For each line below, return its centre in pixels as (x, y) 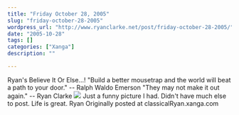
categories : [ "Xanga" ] (41, 47)
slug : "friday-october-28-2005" (55, 21)
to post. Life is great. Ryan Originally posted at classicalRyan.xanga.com (113, 103)
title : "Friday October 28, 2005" (59, 14)
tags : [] (20, 40)
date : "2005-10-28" (36, 34)
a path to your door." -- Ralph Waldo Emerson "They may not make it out (113, 87)
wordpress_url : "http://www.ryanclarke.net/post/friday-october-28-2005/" (121, 27)
